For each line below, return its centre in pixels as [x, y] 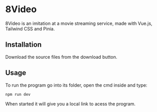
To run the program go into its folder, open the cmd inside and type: [76, 85]
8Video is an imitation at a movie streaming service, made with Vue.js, [79, 23]
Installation [23, 45]
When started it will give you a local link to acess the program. [71, 104]
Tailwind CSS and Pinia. [30, 28]
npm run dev [18, 94]
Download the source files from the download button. [61, 57]
